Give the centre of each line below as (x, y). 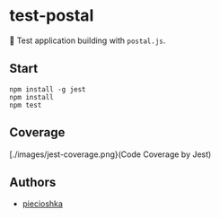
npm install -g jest (48, 89)
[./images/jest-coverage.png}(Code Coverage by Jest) (110, 154)
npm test (26, 105)
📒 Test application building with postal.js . (88, 40)
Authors (33, 182)
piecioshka (42, 204)
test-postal (52, 16)
